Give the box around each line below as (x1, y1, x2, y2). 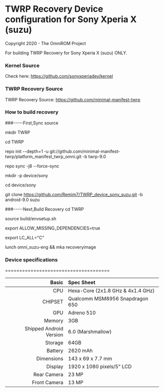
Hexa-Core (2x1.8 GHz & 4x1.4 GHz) (68, 287, 155, 294)
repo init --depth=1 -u (5, 148, 49, 154)
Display (46, 363, 63, 370)
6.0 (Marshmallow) (68, 328, 112, 335)
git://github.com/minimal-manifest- (49, 148, 121, 154)
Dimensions (36, 355, 63, 362)
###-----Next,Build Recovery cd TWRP (5, 206, 84, 212)
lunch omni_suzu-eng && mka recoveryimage (5, 244, 96, 250)
